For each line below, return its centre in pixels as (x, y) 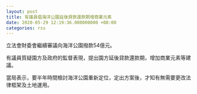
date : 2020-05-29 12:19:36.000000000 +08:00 (61, 22)
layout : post (22, 11)
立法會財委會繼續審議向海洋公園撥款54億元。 (61, 45)
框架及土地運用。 (32, 85)
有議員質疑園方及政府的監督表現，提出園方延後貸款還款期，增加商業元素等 (96, 58)
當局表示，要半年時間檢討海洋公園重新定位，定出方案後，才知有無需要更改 (96, 78)
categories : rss (26, 28)
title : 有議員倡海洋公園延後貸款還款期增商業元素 (59, 17)
